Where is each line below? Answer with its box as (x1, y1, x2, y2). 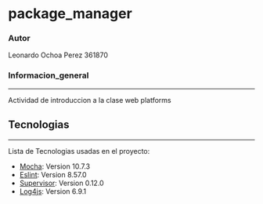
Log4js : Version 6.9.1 (19, 186, 87, 196)
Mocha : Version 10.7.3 (19, 162, 91, 171)
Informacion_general (8, 70, 89, 81)
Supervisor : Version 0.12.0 (19, 178, 104, 188)
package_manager (8, 5, 133, 23)
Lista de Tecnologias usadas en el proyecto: (8, 146, 150, 155)
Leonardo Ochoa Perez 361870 (8, 50, 108, 60)
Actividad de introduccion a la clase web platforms (8, 95, 171, 104)
